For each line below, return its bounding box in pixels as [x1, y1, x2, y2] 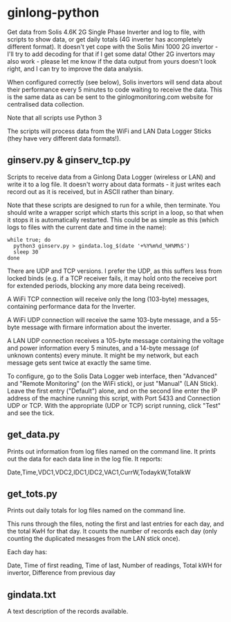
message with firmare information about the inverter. [21, 323, 172, 331]
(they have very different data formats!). [7, 134, 121, 143]
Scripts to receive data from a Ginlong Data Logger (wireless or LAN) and [7, 172, 216, 181]
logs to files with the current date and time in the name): [7, 223, 167, 231]
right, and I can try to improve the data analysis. [7, 64, 143, 73]
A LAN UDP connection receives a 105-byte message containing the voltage [7, 336, 225, 344]
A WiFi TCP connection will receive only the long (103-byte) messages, [7, 294, 210, 303]
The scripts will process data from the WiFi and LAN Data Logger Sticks [7, 127, 212, 135]
